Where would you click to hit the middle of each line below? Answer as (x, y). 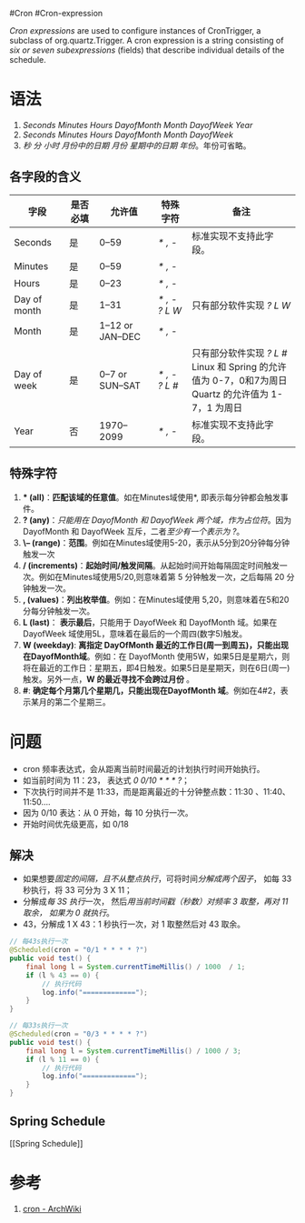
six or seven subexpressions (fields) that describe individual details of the (147, 50)
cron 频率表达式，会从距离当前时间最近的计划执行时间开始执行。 (143, 768)
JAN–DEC (120, 336)
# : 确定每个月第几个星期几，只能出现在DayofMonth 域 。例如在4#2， (152, 690)
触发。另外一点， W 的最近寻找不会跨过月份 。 (108, 679)
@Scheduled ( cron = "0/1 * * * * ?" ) (79, 950)
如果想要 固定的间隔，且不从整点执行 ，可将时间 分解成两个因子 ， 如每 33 (157, 879)
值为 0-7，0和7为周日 (240, 380)
